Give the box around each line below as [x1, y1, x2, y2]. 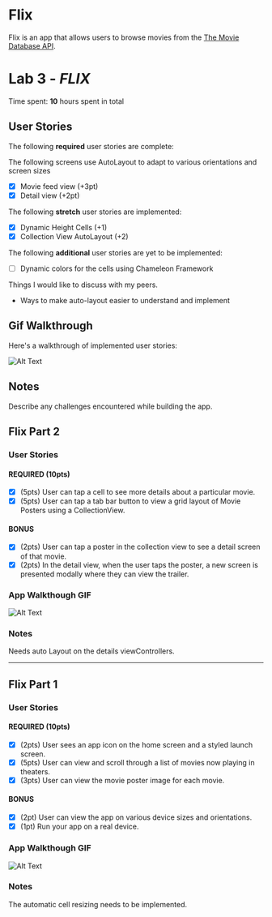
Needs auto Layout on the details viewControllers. [8, 646, 176, 656]
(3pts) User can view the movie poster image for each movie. [19, 775, 225, 785]
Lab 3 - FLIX [8, 70, 91, 88]
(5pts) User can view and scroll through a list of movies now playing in [19, 757, 255, 767]
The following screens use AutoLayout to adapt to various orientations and [8, 156, 257, 167]
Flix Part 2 [8, 425, 61, 439]
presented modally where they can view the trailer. [19, 569, 189, 579]
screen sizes [8, 165, 51, 175]
